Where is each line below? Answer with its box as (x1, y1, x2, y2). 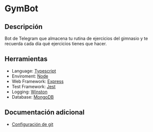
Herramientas (4, 55, 48, 63)
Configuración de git (11, 121, 53, 127)
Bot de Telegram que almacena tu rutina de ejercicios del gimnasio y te (4, 35, 148, 41)
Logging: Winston (11, 89, 48, 95)
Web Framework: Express (11, 78, 64, 84)
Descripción (4, 23, 43, 31)
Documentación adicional (4, 108, 85, 117)
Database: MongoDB (11, 94, 54, 100)
